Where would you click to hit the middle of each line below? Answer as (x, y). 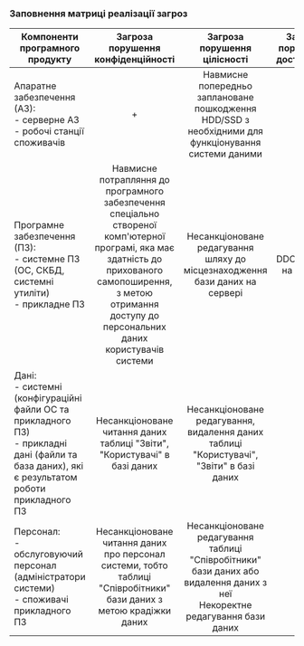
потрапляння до (134, 180)
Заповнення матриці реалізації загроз (99, 14)
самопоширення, (134, 281)
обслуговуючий (49, 555)
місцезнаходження (226, 271)
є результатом (46, 478)
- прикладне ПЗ (49, 304)
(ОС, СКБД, (39, 271)
